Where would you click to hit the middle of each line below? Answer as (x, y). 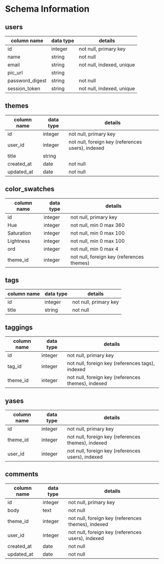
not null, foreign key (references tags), (111, 363)
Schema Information (47, 9)
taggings (19, 327)
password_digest (27, 81)
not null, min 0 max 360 (98, 225)
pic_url (15, 73)
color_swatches (30, 189)
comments (22, 474)
